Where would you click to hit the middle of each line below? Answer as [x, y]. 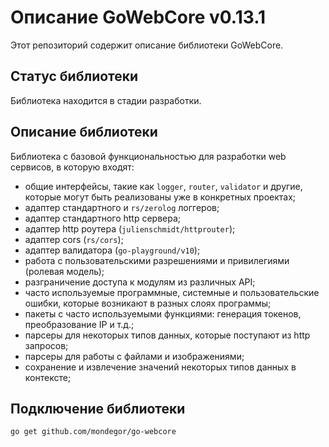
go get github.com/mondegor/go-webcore [93, 432]
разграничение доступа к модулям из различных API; [140, 282]
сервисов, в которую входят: [72, 167]
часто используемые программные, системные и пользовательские [172, 292]
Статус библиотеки [74, 76]
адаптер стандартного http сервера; [103, 218]
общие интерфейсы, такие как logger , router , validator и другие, [163, 186]
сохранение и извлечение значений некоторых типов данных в [160, 367]
